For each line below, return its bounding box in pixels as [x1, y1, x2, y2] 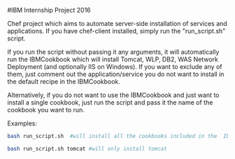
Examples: [7, 119, 37, 128]
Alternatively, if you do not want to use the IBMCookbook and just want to [7, 91, 220, 99]
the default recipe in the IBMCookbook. [7, 77, 121, 86]
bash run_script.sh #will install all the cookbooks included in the [7, 132, 218, 139]
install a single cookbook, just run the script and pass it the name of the [7, 98, 213, 107]
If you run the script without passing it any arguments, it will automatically [7, 48, 220, 56]
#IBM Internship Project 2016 [7, 6, 91, 14]
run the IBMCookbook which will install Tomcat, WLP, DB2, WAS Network [7, 55, 218, 63]
